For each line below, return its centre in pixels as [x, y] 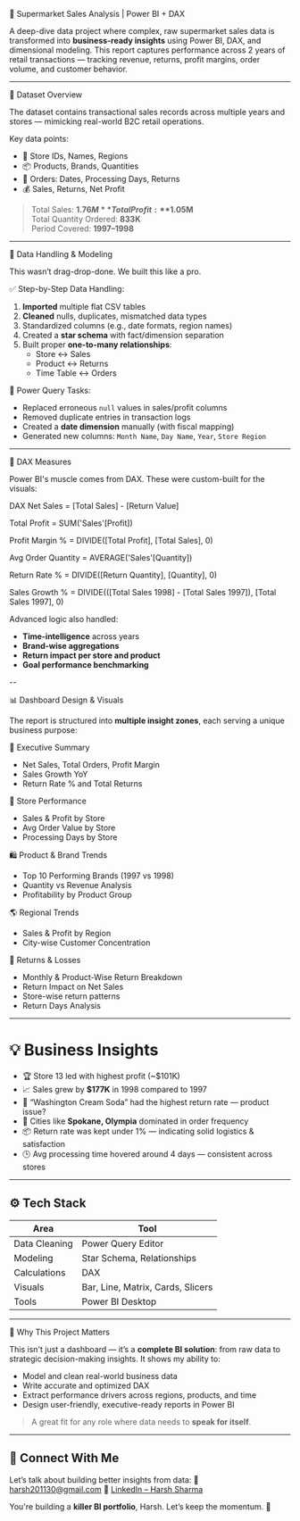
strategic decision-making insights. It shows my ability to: [115, 1359]
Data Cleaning [43, 1243]
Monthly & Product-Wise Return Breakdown [102, 977]
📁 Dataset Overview [46, 95]
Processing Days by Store [70, 837]
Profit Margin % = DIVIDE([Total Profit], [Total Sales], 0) [111, 540]
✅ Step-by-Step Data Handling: [67, 289]
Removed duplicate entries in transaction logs [106, 417]
